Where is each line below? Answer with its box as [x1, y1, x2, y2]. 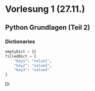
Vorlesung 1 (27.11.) [5, 3, 85, 15]
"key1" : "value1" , [14, 58, 52, 63]
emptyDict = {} [5, 49, 37, 54]
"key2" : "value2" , [14, 63, 52, 68]
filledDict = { [5, 53, 37, 59]
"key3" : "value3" [14, 68, 50, 73]
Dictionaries [5, 38, 36, 45]
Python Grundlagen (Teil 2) [5, 23, 91, 32]
